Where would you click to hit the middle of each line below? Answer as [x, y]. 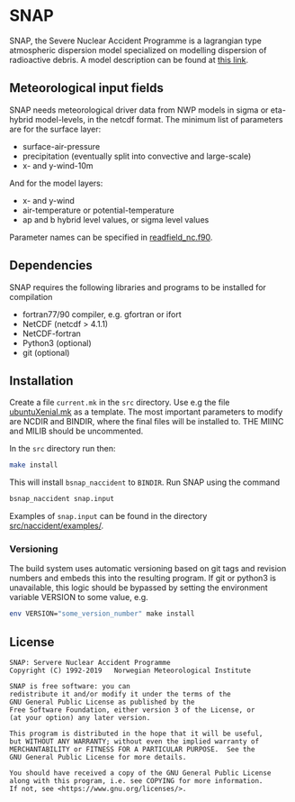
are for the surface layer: [55, 129]
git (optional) [46, 352]
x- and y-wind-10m [58, 165]
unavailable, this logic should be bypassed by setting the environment [139, 588]
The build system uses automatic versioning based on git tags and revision [148, 569]
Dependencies [51, 265]
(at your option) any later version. [80, 718]
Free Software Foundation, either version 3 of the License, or [132, 710]
